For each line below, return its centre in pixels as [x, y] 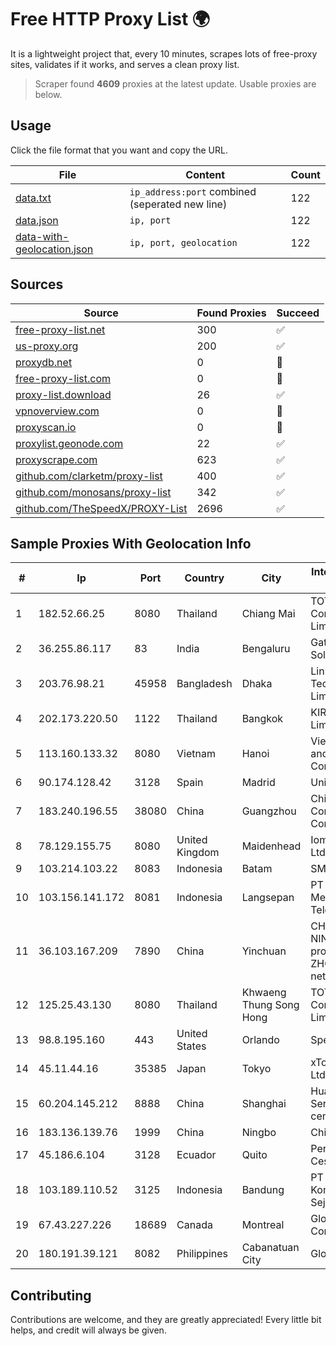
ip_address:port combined [193, 191]
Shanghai [264, 1104]
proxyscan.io [46, 427]
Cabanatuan [270, 1248]
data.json [37, 220]
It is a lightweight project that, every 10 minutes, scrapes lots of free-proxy [164, 53]
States [191, 1046]
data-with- [42, 236]
